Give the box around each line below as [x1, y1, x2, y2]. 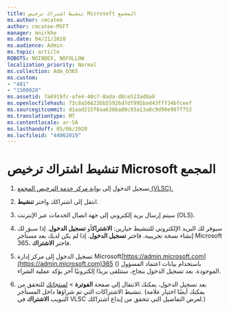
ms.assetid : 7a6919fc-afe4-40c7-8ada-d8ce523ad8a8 [7, 94, 155, 101]
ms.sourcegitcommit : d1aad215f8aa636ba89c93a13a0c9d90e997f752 [7, 106, 193, 113]
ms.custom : [7, 74, 39, 81]
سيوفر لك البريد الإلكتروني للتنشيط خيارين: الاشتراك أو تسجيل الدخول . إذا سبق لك [17, 225, 223, 233]
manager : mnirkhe [7, 29, 57, 37]
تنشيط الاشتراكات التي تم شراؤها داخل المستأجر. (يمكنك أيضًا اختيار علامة [17, 287, 205, 296]
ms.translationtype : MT [7, 112, 76, 119]
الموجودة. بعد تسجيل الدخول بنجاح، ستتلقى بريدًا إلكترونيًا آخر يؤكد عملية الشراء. [17, 267, 221, 276]
